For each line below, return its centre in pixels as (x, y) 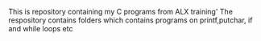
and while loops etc (41, 29)
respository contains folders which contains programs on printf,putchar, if (130, 20)
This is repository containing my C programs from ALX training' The (121, 12)
